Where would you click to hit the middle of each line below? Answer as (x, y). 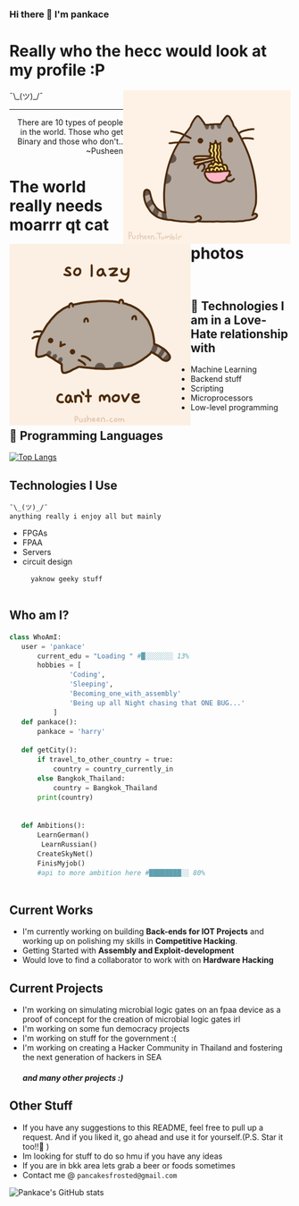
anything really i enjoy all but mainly (86, 517)
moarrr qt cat (59, 225)
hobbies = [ (59, 665)
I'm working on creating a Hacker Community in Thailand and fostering (152, 1048)
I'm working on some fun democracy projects (106, 1029)
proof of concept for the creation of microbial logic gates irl (131, 1019)
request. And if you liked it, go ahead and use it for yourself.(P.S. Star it (153, 1137)
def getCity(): (49, 750)
